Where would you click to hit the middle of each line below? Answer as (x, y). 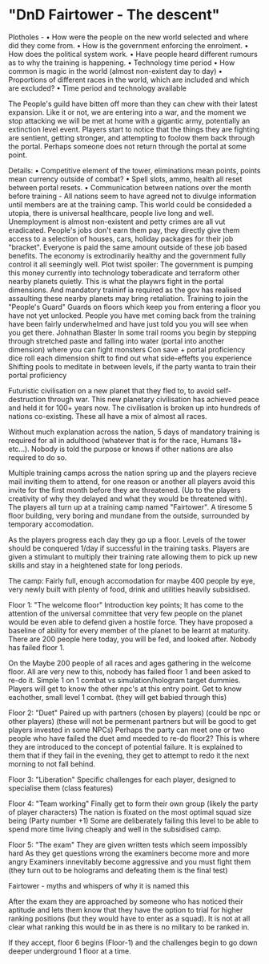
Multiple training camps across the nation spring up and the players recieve (133, 473)
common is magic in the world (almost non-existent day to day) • (115, 71)
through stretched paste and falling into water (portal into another (116, 341)
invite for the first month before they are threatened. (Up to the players (125, 490)
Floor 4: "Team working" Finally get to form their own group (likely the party (133, 803)
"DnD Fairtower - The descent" (114, 15)
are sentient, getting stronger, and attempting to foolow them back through (132, 137)
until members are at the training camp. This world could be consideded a (130, 204)
